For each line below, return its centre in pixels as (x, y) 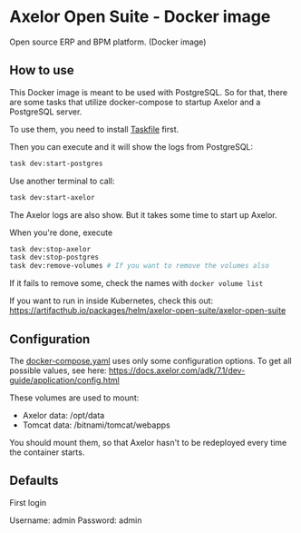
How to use (42, 70)
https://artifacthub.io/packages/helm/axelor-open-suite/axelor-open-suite (148, 311)
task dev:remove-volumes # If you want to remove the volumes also (140, 266)
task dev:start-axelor (52, 197)
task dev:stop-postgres (54, 257)
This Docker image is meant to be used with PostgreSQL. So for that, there (149, 92)
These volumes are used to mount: (74, 398)
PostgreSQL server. (46, 112)
